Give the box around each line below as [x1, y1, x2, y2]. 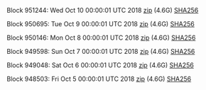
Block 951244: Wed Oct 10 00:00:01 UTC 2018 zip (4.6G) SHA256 [6, 6, 199, 14]
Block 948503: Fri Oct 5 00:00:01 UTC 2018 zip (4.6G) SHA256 [6, 74, 192, 83]
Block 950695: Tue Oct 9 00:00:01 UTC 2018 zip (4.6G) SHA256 [6, 20, 195, 28]
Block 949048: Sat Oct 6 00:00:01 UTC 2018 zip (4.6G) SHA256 [6, 61, 195, 69]
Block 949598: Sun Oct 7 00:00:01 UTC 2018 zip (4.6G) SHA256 [6, 47, 195, 55]
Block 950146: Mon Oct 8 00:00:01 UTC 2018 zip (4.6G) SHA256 [6, 33, 196, 42]
